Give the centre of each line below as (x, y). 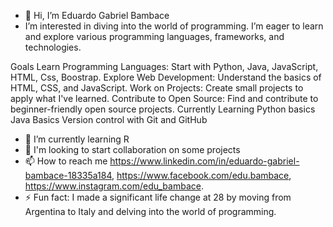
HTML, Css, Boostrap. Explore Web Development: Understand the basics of (166, 77)
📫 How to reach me (66, 161)
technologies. (53, 47)
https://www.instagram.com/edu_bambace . (114, 186)
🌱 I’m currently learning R (77, 139)
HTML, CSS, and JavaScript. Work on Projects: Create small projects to (157, 88)
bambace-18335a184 (68, 175)
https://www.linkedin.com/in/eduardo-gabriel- (204, 161)
